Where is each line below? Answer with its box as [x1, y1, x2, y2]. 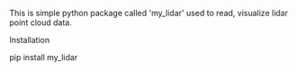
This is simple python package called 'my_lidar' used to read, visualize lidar [9, 8, 288, 18]
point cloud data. [9, 17, 72, 28]
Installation [9, 35, 50, 45]
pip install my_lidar [9, 52, 78, 62]
